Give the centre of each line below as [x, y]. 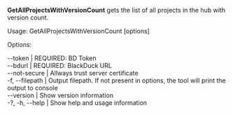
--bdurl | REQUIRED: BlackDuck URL [59, 65]
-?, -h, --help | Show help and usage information [77, 103]
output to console [33, 88]
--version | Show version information [61, 95]
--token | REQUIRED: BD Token [52, 58]
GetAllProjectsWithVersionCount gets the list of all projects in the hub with [116, 10]
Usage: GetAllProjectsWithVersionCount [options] [79, 31]
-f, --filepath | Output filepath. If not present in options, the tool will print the [116, 80]
